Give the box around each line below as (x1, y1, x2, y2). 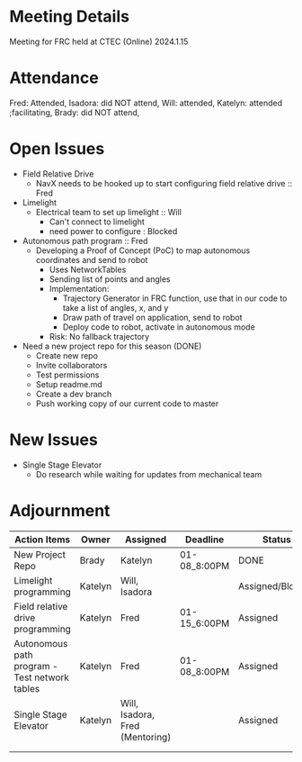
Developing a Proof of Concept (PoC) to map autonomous (35, 245, 251, 256)
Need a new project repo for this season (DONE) (22, 340, 202, 351)
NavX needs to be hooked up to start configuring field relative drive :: (35, 177, 293, 188)
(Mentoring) (120, 730, 172, 743)
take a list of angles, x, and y (62, 302, 169, 313)
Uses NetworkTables (49, 264, 127, 275)
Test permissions (35, 369, 100, 380)
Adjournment (9, 500, 111, 521)
